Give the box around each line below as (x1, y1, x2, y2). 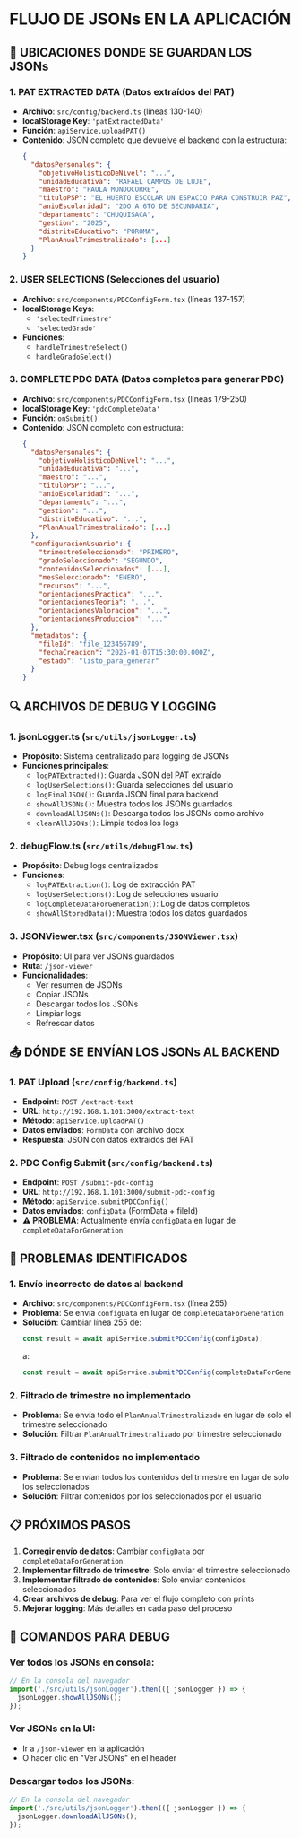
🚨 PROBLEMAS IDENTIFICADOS (9, 1250, 188, 1266)
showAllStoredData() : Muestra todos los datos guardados (35, 908, 248, 919)
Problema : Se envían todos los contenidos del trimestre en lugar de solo (21, 1471, 289, 1482)
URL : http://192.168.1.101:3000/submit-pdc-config (21, 1187, 215, 1198)
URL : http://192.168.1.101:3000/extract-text (21, 1106, 195, 1117)
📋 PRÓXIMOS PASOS (9, 1517, 132, 1533)
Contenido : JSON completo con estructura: (21, 422, 184, 432)
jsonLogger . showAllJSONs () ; (17, 1693, 123, 1702)
